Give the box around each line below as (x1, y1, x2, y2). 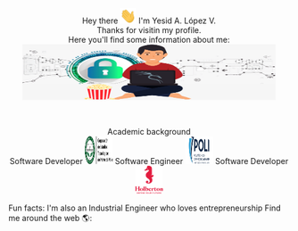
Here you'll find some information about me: (68, 35, 230, 45)
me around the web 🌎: (8, 213, 93, 224)
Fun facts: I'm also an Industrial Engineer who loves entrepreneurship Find (8, 202, 282, 213)
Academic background (107, 127, 191, 137)
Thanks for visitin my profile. (96, 25, 202, 36)
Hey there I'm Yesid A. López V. (82, 15, 216, 26)
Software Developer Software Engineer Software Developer (9, 156, 289, 167)
